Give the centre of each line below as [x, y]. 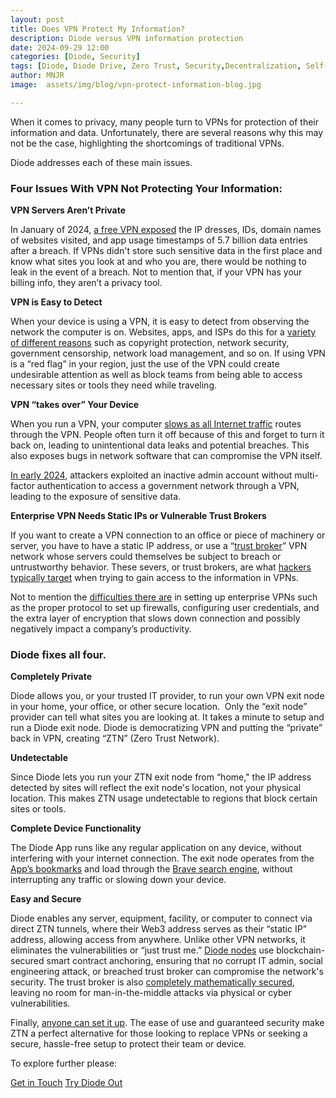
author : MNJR [37, 76]
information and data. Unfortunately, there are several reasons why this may [167, 132]
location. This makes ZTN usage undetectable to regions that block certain [164, 798]
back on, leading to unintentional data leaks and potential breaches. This [160, 445]
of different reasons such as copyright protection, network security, [150, 343]
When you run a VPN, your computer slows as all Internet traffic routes [156, 424]
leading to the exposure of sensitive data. [96, 497]
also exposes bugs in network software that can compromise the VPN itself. [166, 456]
